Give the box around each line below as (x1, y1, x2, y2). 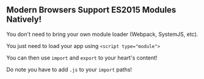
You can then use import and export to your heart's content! (6, 54, 158, 61)
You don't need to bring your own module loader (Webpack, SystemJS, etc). (6, 30, 199, 38)
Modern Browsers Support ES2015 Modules (6, 5, 177, 15)
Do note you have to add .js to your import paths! (6, 66, 133, 73)
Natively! (6, 15, 42, 25)
